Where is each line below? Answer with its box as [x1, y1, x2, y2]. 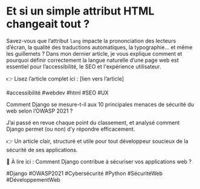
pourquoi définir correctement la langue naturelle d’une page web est [6, 56, 179, 64]
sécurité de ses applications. [6, 146, 78, 153]
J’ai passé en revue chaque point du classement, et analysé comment [6, 119, 180, 126]
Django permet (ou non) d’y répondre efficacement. [6, 125, 135, 133]
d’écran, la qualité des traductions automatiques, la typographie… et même [6, 44, 193, 51]
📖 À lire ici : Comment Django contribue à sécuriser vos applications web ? [6, 157, 192, 165]
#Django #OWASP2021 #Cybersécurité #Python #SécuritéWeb [6, 170, 163, 177]
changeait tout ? [6, 17, 90, 31]
